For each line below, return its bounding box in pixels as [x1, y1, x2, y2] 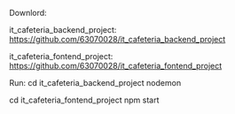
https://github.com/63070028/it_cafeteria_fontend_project [9, 61, 223, 71]
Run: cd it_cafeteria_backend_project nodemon [9, 78, 182, 87]
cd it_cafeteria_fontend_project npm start [9, 95, 160, 105]
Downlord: [9, 8, 47, 18]
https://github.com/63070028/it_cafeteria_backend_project [9, 34, 226, 44]
